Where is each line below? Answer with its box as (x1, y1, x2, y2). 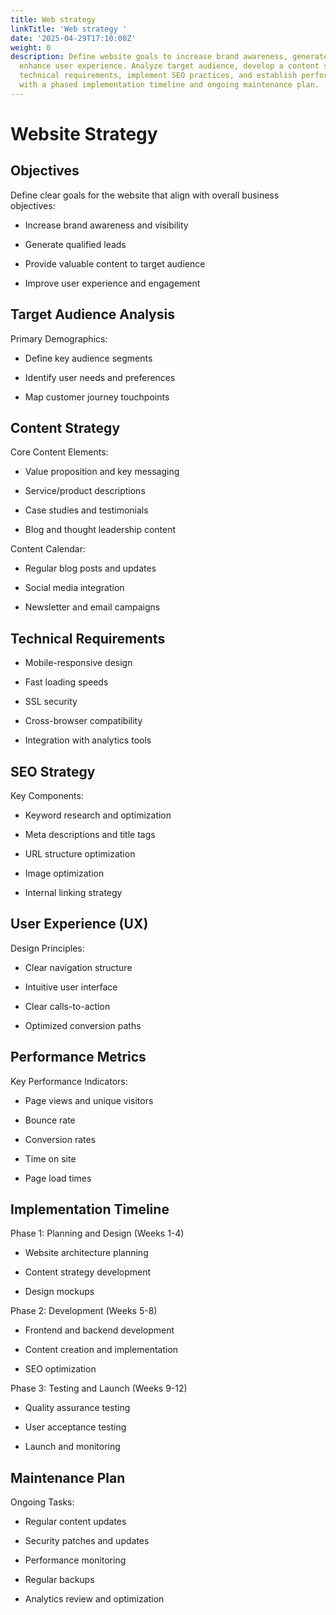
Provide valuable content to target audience (24, 257, 206, 270)
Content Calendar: (10, 543, 86, 555)
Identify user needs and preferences (24, 371, 176, 383)
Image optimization (24, 867, 105, 879)
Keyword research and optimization (24, 809, 172, 821)
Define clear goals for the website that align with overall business (10, 189, 280, 201)
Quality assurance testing (24, 1402, 131, 1414)
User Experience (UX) (10, 916, 149, 933)
